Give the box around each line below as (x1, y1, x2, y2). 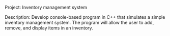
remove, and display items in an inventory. (5, 25, 94, 31)
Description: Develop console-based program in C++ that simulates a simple (5, 14, 165, 20)
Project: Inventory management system (5, 5, 88, 10)
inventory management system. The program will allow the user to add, (5, 20, 154, 25)
